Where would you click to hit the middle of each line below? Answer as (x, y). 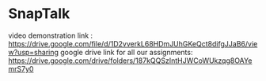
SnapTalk (39, 14)
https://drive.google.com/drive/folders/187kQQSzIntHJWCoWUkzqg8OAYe (130, 61)
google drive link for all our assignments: (127, 52)
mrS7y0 (21, 68)
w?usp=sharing (34, 52)
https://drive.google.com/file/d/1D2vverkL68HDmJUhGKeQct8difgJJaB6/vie (133, 43)
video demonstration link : (51, 35)
